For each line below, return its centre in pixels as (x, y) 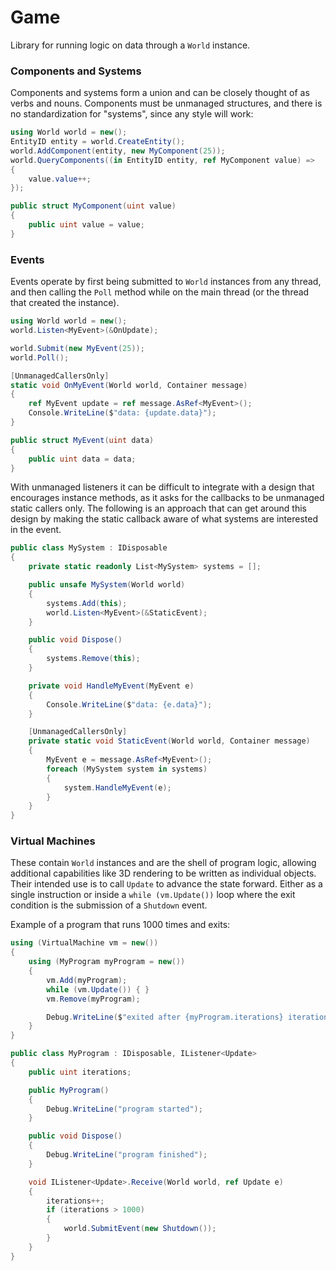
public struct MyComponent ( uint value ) (93, 206)
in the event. (36, 530)
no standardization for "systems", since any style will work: (132, 114)
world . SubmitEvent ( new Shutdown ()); (140, 1229)
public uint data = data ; (82, 459)
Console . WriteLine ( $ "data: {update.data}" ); (122, 413)
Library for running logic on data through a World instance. (130, 45)
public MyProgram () (69, 1090)
